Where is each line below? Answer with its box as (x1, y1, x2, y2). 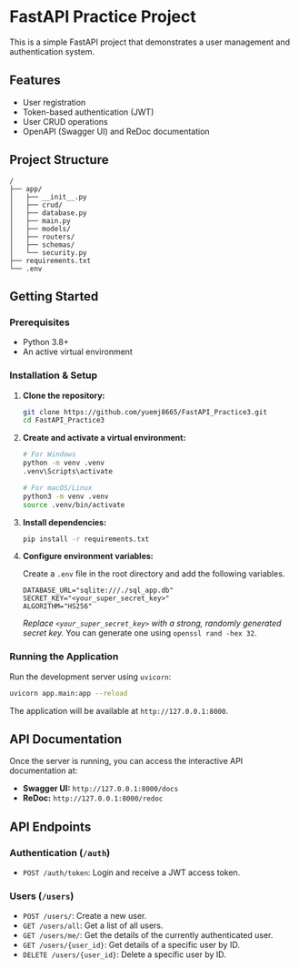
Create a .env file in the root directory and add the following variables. (22, 568, 285, 579)
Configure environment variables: (22, 551, 154, 562)
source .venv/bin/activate (22, 500, 125, 509)
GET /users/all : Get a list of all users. (22, 920, 164, 931)
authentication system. (9, 46, 95, 56)
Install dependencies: (22, 516, 107, 527)
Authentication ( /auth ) (9, 846, 111, 859)
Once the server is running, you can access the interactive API (9, 756, 244, 767)
